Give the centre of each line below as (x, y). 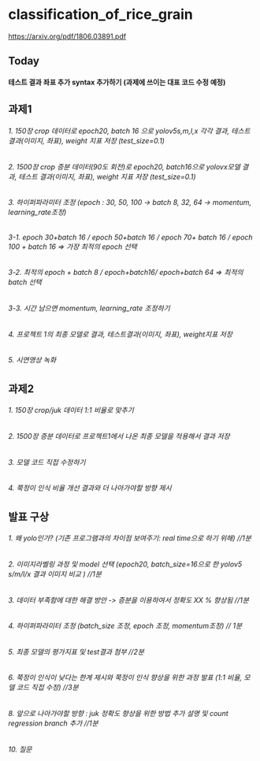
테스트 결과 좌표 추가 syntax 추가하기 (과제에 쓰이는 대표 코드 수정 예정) (117, 82)
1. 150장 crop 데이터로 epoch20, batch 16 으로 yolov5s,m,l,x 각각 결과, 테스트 (129, 131)
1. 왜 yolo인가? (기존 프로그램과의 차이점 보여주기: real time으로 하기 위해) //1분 (130, 538)
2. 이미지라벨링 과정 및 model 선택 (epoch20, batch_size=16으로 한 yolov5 (125, 564)
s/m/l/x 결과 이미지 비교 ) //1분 (55, 574)
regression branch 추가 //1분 (53, 723)
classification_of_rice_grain (100, 15)
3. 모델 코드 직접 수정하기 (47, 462)
